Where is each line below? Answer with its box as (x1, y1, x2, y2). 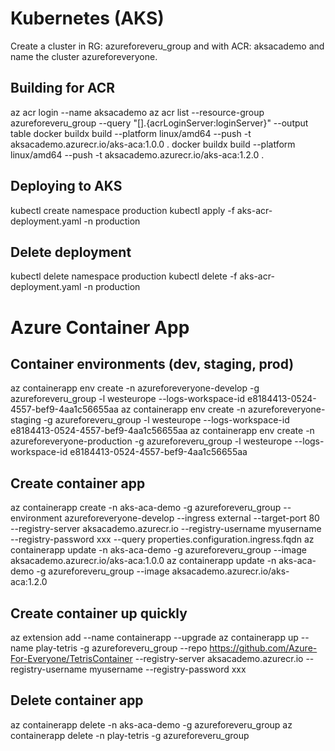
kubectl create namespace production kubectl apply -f (10, 204, 235, 216)
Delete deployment (10, 243, 132, 261)
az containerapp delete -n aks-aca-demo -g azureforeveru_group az (10, 718, 293, 731)
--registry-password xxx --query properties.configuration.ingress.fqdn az (10, 533, 315, 546)
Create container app (10, 475, 146, 492)
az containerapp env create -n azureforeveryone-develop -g (10, 382, 260, 394)
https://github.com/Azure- (209, 642, 318, 654)
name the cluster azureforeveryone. (10, 50, 158, 62)
